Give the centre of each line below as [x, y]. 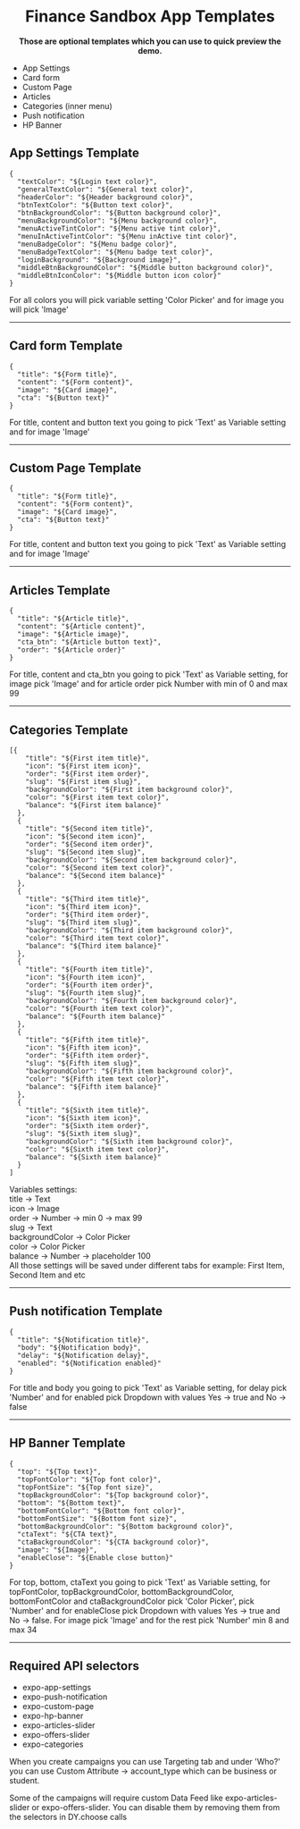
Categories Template [69, 730]
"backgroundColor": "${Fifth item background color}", [129, 1071]
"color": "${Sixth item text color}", [97, 1150]
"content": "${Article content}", [81, 627]
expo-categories [53, 1744]
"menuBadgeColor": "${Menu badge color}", [97, 244]
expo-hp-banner [53, 1716]
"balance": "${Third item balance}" [94, 946]
